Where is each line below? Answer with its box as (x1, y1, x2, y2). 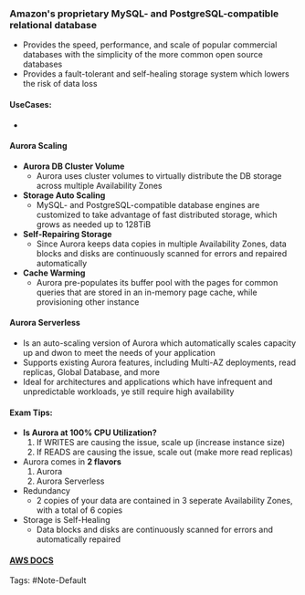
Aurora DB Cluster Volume (22, 161, 125, 172)
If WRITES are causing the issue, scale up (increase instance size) (36, 437, 286, 448)
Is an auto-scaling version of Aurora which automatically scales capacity (22, 337, 297, 349)
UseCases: (9, 99, 52, 110)
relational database (9, 18, 98, 31)
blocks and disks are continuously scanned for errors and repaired (36, 247, 288, 258)
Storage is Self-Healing (22, 515, 111, 526)
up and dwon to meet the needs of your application (22, 347, 216, 358)
